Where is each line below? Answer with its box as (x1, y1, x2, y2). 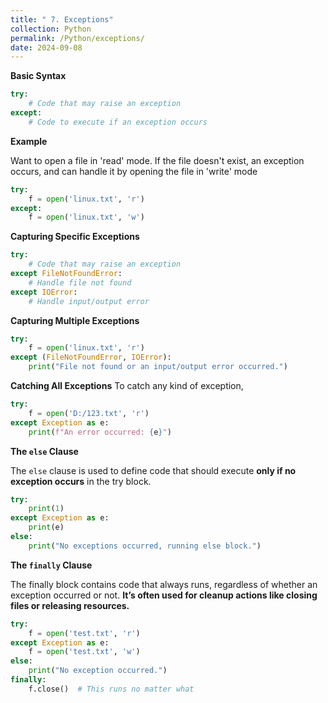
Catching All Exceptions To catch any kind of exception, (10, 380, 244, 391)
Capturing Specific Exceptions (10, 231, 140, 243)
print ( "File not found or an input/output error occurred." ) (28, 362, 288, 372)
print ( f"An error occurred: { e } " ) (28, 427, 172, 437)
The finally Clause (10, 559, 93, 571)
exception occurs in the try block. (10, 475, 152, 487)
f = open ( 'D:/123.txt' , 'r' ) (28, 408, 150, 418)
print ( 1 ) (28, 504, 65, 514)
